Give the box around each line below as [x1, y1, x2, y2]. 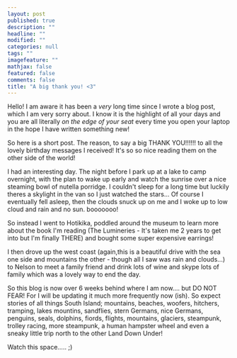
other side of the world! [7, 154, 76, 162]
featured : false [7, 69, 55, 77]
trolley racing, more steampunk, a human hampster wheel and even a [7, 322, 209, 330]
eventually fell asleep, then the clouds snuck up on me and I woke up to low [7, 198, 228, 206]
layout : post [7, 10, 46, 18]
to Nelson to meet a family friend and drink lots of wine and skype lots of [7, 263, 219, 272]
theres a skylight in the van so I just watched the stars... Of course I [7, 190, 204, 198]
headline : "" [7, 30, 46, 38]
